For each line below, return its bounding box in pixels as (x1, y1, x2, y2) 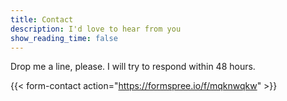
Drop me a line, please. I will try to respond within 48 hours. (10, 61, 256, 73)
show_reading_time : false (10, 33, 118, 43)
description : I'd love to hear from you (10, 24, 182, 34)
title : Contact (10, 14, 74, 25)
